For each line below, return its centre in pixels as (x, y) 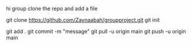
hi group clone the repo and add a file (52, 9)
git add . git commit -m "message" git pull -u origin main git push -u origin (96, 31)
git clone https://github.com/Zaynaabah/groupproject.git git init (83, 20)
